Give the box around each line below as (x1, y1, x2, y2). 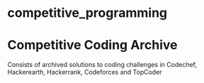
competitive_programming (7, 5, 168, 21)
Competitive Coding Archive (7, 37, 178, 53)
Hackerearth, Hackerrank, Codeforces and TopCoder (7, 68, 162, 77)
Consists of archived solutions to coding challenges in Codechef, (7, 60, 197, 69)
